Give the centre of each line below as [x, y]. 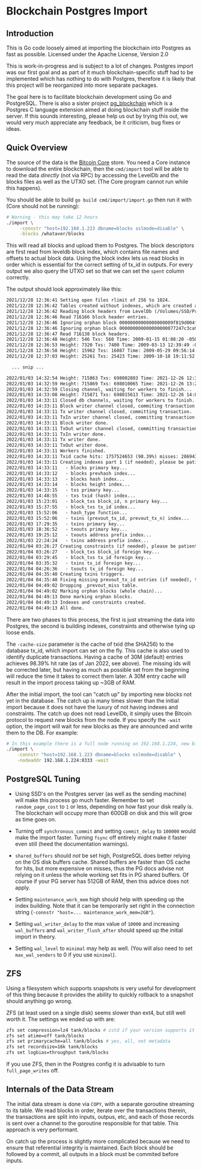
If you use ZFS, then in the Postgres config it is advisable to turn [86, 1064]
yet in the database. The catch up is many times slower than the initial [93, 700]
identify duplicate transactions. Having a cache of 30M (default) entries [95, 657]
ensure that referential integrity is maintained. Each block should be [90, 1148]
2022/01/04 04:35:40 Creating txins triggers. [66, 574]
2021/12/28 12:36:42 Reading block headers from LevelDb [79, 312]
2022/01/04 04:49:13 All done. [45, 608]
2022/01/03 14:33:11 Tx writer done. [54, 440]
